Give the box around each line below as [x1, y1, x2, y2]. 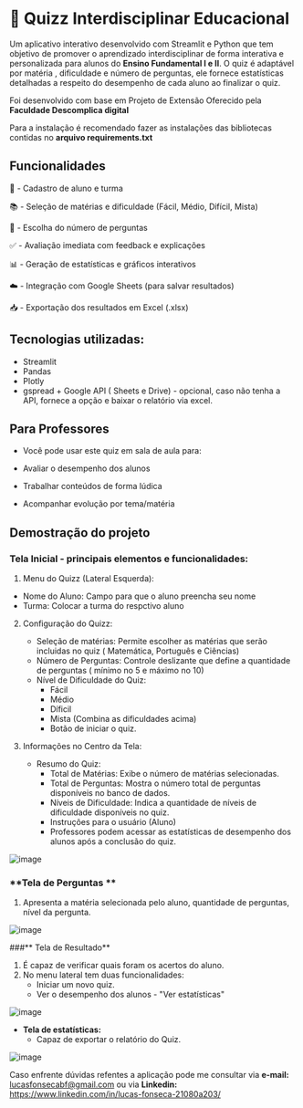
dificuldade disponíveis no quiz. [49, 807, 170, 818]
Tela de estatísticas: [22, 1024, 102, 1035]
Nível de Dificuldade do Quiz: [36, 674, 147, 685]
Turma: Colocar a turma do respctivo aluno [22, 601, 184, 611]
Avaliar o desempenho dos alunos [22, 463, 151, 474]
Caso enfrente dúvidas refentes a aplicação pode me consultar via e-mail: [9, 1070, 289, 1081]
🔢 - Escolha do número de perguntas [9, 222, 148, 233]
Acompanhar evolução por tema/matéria [22, 498, 175, 509]
